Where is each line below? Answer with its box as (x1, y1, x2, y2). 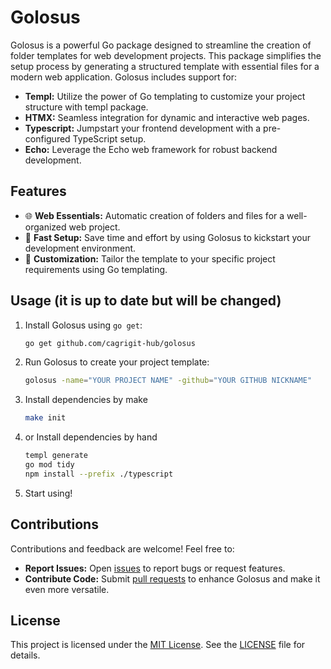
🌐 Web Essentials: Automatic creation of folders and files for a (24, 209, 285, 221)
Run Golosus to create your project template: (24, 356, 210, 368)
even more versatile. (24, 583, 110, 595)
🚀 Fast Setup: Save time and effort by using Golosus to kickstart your (24, 231, 311, 243)
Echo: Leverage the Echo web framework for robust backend (24, 143, 278, 155)
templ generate (24, 451, 89, 461)
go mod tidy (24, 460, 75, 470)
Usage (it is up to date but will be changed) (10, 292, 282, 310)
